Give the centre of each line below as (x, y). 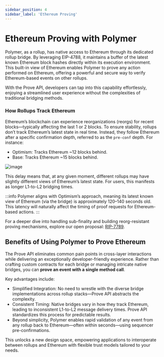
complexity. (24, 299)
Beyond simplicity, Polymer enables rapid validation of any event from (82, 320)
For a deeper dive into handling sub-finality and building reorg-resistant (77, 221)
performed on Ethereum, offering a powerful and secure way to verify (75, 73)
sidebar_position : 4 (26, 10)
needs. (12, 350)
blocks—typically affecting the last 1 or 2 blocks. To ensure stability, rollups (81, 127)
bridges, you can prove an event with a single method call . (65, 269)
